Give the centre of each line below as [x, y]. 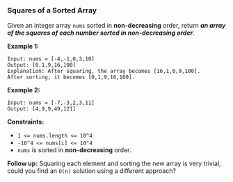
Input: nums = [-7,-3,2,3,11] [51, 103]
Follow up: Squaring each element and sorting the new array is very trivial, [114, 164]
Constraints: [26, 122]
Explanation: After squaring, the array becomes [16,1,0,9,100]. [104, 72]
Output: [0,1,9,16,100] [42, 65]
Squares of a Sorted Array [52, 10]
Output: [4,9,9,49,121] [42, 109]
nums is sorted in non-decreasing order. [74, 150]
